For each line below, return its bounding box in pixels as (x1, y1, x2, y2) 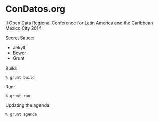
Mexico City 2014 (5, 25, 42, 31)
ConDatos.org (5, 3, 66, 15)
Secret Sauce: (5, 35, 35, 41)
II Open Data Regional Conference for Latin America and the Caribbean (5, 20, 153, 26)
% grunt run (5, 93, 30, 98)
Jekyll (12, 44, 25, 50)
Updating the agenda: (5, 102, 51, 108)
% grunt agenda (5, 112, 37, 117)
